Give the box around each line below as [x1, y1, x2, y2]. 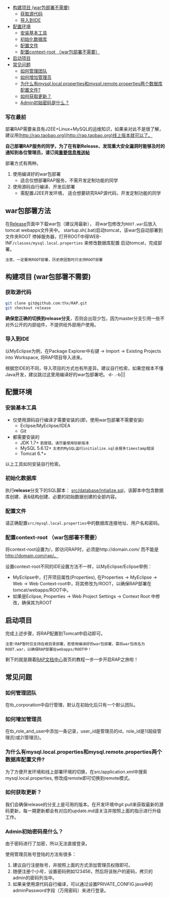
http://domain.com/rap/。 [5, 553, 59, 559]
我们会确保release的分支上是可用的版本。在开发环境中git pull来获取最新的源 [5, 801, 164, 807]
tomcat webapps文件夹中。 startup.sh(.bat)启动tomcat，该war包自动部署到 [5, 227, 163, 234]
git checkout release [5, 305, 51, 311]
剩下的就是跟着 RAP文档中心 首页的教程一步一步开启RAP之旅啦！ [5, 656, 139, 662]
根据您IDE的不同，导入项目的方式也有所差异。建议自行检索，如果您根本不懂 [5, 365, 164, 371]
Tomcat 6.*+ [20, 450, 47, 456]
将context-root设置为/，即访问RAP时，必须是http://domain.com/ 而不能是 [5, 546, 159, 552]
